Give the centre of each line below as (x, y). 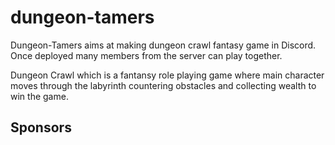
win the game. (39, 96)
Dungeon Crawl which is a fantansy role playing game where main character (167, 75)
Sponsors (41, 127)
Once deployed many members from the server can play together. (146, 55)
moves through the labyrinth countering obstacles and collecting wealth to (163, 85)
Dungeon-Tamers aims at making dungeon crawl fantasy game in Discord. (163, 45)
